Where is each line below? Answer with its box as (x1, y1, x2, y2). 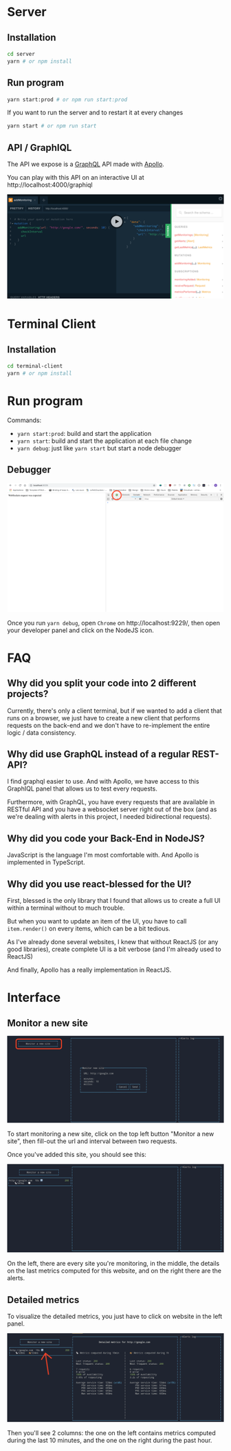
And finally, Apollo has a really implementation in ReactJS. (7, 965, 172, 974)
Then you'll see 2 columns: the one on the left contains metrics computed (7, 1428, 216, 1437)
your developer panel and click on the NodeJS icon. (7, 626, 155, 634)
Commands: (7, 416, 42, 424)
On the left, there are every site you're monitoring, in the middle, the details (7, 1260, 220, 1268)
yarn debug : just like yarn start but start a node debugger (16, 443, 182, 452)
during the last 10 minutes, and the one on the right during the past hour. (7, 1436, 212, 1444)
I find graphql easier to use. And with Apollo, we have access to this (7, 777, 199, 786)
